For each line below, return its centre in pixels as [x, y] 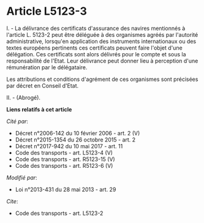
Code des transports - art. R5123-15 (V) [65, 159]
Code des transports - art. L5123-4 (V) [64, 153]
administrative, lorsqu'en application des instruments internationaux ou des [101, 41]
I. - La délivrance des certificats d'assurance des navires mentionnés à [96, 28]
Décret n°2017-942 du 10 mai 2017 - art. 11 [69, 146]
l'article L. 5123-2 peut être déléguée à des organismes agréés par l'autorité [102, 34]
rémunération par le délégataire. [47, 67]
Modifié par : [22, 177]
